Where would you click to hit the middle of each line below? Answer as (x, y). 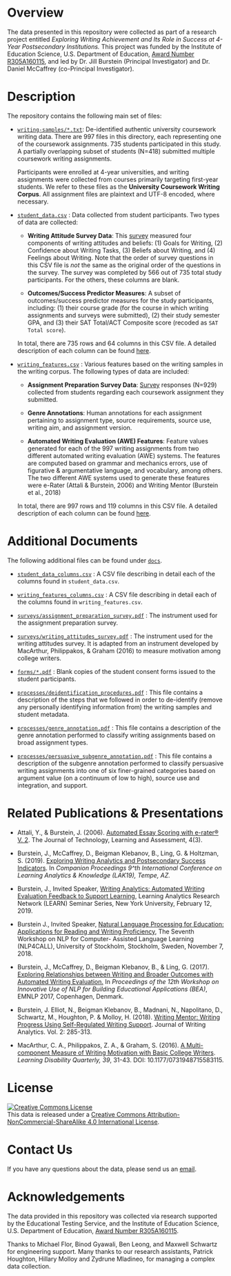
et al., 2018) (44, 492)
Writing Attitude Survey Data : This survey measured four (109, 235)
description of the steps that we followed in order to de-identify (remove (120, 700)
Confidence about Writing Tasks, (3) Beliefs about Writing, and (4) (121, 250)
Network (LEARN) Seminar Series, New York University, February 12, (114, 903)
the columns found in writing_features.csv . (80, 602)
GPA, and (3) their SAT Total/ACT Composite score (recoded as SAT (123, 322)
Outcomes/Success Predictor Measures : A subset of (104, 293)
